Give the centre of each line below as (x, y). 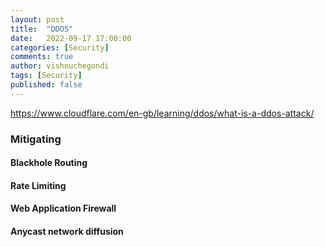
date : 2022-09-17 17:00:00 (71, 38)
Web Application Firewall (63, 208)
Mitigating (36, 139)
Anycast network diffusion (67, 232)
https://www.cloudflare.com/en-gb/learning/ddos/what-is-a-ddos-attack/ (162, 113)
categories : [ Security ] (60, 47)
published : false (46, 85)
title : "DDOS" (42, 29)
